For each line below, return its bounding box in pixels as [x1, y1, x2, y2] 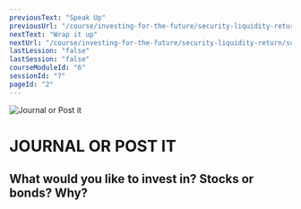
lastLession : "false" [9, 47, 90, 56]
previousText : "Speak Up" [9, 13, 106, 22]
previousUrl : [9, 22, 58, 30]
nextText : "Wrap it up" [9, 30, 99, 39]
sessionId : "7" [9, 72, 66, 81]
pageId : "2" [9, 80, 54, 89]
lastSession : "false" [9, 55, 90, 64]
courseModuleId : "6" [9, 64, 87, 73]
